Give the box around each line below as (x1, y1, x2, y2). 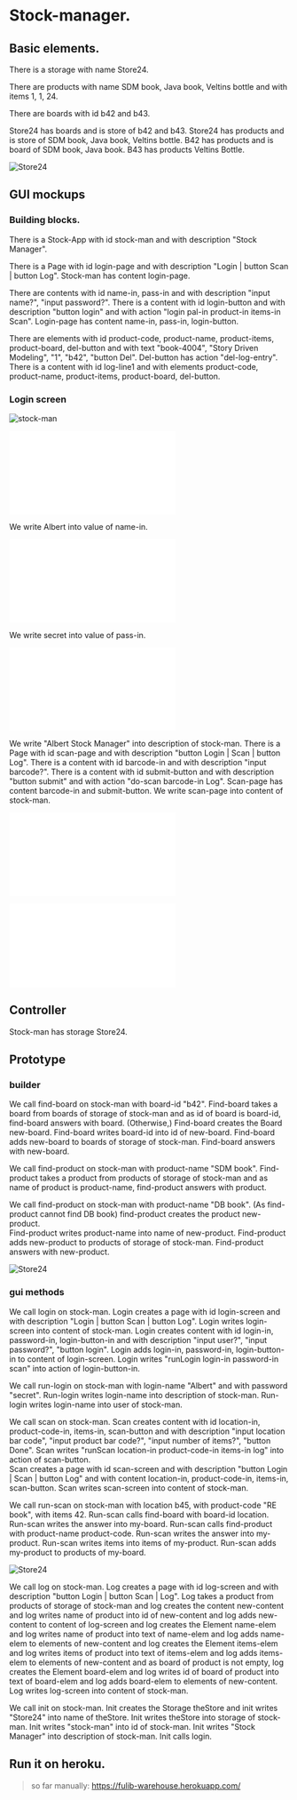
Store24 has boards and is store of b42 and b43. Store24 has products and (9, 125, 285, 136)
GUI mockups (9, 188, 86, 203)
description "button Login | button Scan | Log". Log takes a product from (9, 1590, 274, 1601)
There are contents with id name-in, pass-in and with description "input (9, 287, 270, 298)
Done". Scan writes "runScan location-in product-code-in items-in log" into (9, 1444, 285, 1455)
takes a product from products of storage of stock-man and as (39, 1172, 269, 1183)
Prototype (9, 1052, 66, 1068)
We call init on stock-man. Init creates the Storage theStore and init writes (9, 1702, 278, 1713)
